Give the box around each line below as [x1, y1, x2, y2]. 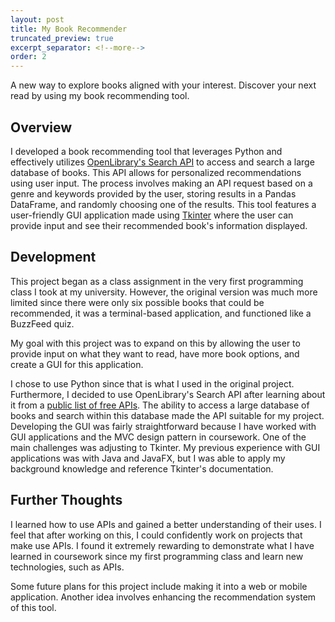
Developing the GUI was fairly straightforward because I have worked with [10, 420, 317, 432]
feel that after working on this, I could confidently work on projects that [10, 529, 303, 541]
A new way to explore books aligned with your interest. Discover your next [10, 79, 317, 91]
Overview [10, 119, 73, 136]
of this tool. [10, 601, 57, 613]
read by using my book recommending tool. [10, 90, 190, 102]
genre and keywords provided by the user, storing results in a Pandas [10, 187, 297, 200]
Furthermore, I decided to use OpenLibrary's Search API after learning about [10, 388, 326, 400]
